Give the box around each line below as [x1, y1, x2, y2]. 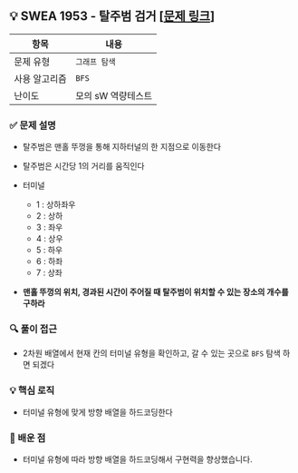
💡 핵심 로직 [9, 384, 55, 397]
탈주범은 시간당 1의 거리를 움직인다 [22, 161, 145, 172]
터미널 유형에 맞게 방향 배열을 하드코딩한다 [22, 407, 174, 418]
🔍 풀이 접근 [9, 323, 57, 336]
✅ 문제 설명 [9, 119, 56, 132]
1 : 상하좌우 [35, 199, 76, 211]
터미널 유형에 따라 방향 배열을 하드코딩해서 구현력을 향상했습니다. [22, 454, 253, 465]
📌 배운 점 [9, 431, 46, 444]
